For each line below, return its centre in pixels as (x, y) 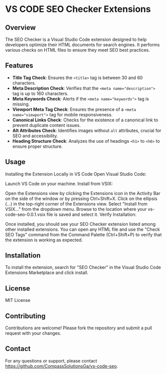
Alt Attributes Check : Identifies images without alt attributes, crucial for (87, 130)
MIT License (18, 300)
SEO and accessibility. (35, 136)
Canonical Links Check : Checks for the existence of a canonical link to (85, 120)
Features (19, 66)
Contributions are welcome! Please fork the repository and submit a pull (79, 328)
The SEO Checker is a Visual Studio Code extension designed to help (76, 39)
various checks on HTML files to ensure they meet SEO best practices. (78, 50)
